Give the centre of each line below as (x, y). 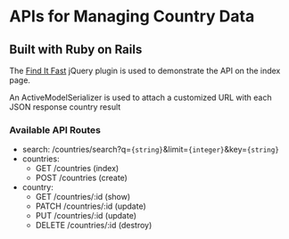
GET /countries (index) (77, 169)
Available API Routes (55, 129)
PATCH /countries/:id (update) (91, 206)
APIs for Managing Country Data (132, 16)
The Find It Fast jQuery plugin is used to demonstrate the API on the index (145, 70)
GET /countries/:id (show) (83, 197)
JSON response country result (65, 107)
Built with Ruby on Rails (76, 49)
